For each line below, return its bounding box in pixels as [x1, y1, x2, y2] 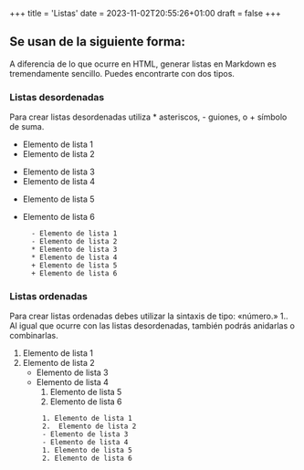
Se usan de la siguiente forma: [9, 34, 185, 49]
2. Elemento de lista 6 [42, 454, 132, 464]
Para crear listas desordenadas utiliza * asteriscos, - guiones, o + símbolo [9, 111, 288, 122]
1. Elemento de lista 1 [42, 414, 132, 423]
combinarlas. [9, 330, 58, 341]
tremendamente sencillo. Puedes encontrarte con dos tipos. [9, 68, 236, 78]
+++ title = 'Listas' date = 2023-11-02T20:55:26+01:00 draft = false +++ [9, 8, 281, 18]
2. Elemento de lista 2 [42, 422, 137, 432]
